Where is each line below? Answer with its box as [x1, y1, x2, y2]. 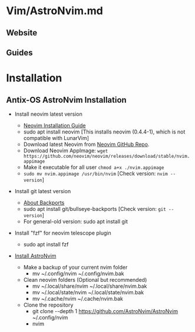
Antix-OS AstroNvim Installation [6, 95, 127, 105]
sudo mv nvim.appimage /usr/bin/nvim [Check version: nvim [23, 170, 168, 177]
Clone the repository [23, 301, 74, 308]
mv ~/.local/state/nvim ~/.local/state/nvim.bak [32, 288, 144, 296]
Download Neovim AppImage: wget [23, 147, 108, 154]
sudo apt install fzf [23, 240, 69, 248]
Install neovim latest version [14, 110, 82, 118]
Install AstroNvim [14, 252, 57, 259]
